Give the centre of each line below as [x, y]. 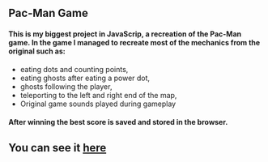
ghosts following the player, [66, 86]
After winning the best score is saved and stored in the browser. [118, 122]
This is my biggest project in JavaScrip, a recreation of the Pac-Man [125, 34]
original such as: [37, 51]
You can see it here [57, 148]
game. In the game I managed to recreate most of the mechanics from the [134, 42]
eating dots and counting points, [74, 69]
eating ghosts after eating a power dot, [85, 78]
